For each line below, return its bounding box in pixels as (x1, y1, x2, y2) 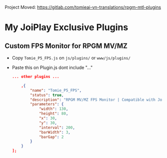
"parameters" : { (30, 102, 64, 107)
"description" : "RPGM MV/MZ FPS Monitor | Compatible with (30, 97, 156, 102)
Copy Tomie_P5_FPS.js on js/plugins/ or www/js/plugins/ (11, 55, 131, 60)
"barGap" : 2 (38, 134, 64, 139)
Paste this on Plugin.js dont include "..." (11, 64, 93, 70)
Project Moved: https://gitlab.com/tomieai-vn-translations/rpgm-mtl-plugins (4, 4, 161, 10)
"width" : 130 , (38, 106, 68, 111)
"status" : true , (30, 92, 64, 97)
